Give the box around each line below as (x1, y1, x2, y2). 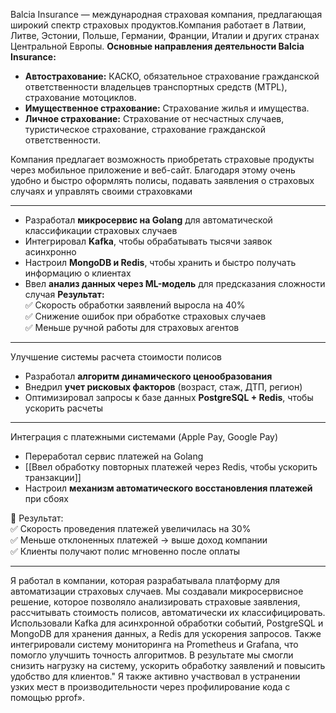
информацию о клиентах (24, 267, 132, 279)
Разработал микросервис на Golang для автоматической (24, 214, 273, 226)
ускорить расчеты (24, 402, 104, 414)
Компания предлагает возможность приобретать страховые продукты (10, 154, 315, 165)
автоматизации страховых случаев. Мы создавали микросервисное (10, 585, 304, 597)
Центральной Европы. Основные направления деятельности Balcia (10, 40, 305, 52)
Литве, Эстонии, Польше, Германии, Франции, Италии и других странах (10, 30, 320, 41)
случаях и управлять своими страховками (10, 185, 193, 197)
